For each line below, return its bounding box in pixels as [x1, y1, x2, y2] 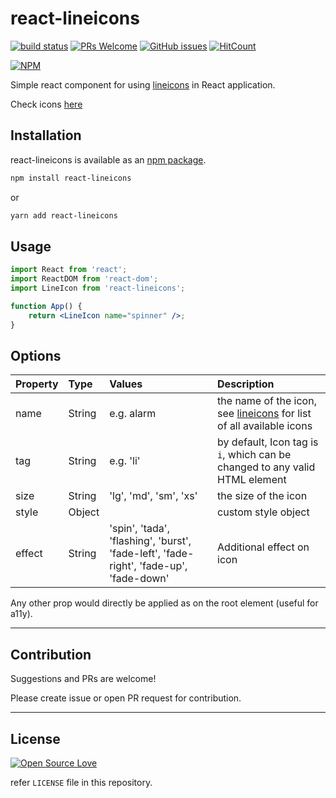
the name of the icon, [217, 394, 317, 408]
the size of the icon [217, 489, 308, 503]
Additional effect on [217, 540, 310, 554]
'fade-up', [139, 559, 188, 573]
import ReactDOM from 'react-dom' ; [10, 274, 159, 284]
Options [10, 347, 62, 364]
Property [15, 377, 59, 391]
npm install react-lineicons [10, 173, 132, 183]
